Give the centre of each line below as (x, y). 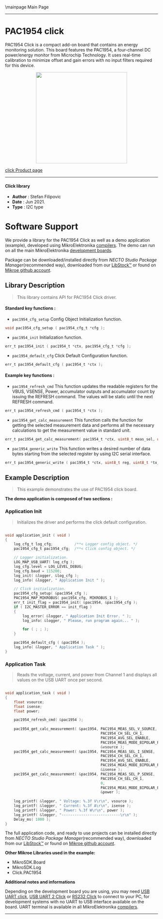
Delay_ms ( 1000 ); (32, 819)
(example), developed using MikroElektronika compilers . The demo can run (80, 246)
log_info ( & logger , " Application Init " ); (59, 580)
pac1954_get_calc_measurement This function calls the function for (77, 420)
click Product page (24, 170)
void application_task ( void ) (38, 693)
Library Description (35, 286)
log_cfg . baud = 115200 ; (38, 571)
